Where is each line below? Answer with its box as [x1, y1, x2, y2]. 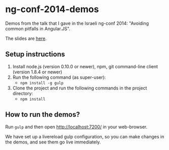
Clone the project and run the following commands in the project [12, 85, 147, 91]
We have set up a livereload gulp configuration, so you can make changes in [5, 133, 164, 139]
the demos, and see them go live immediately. [5, 139, 101, 145]
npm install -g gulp [20, 80, 64, 85]
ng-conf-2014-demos [5, 4, 99, 15]
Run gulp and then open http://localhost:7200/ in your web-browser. [5, 124, 148, 130]
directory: [12, 90, 33, 96]
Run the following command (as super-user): [12, 74, 106, 80]
